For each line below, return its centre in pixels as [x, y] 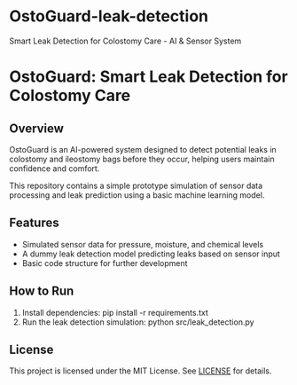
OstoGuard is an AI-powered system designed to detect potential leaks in [143, 149]
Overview [37, 128]
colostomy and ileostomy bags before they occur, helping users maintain [142, 159]
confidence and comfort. [55, 168]
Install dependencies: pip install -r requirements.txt [115, 312]
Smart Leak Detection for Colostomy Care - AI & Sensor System [125, 41]
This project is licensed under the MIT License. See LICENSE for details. [141, 371]
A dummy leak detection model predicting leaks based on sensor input [151, 254]
